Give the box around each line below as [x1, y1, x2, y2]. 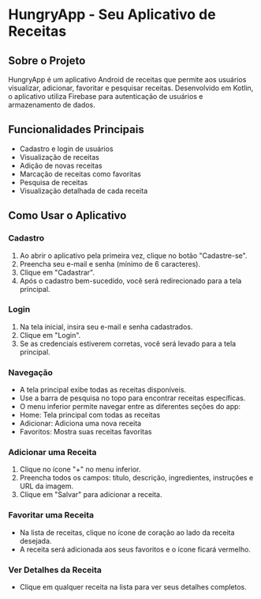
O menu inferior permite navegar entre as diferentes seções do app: [19, 402, 241, 411]
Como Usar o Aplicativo [8, 209, 127, 222]
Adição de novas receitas [19, 161, 103, 170]
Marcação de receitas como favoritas [19, 169, 142, 179]
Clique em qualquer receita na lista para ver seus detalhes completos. [19, 582, 247, 591]
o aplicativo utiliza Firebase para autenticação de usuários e [8, 92, 203, 100]
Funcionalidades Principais [8, 123, 144, 136]
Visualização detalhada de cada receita [19, 186, 148, 195]
